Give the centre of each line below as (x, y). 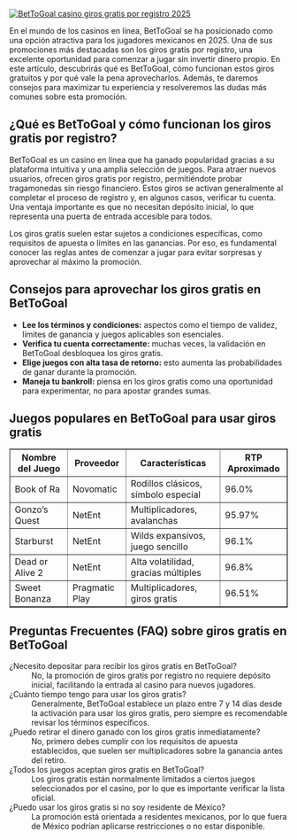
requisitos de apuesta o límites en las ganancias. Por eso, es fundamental (143, 243)
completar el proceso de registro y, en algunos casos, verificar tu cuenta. (143, 197)
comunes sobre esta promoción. (68, 97)
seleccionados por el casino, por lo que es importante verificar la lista (158, 789)
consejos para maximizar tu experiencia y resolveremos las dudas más (138, 87)
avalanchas (154, 521)
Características (173, 463)
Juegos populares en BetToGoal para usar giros (143, 419)
